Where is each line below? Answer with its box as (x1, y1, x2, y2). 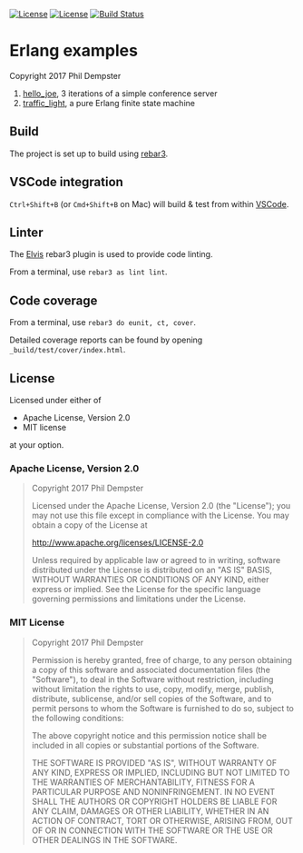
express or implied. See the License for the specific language (31, 584, 261, 595)
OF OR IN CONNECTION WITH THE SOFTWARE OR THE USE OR (31, 825, 273, 836)
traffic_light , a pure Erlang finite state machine (22, 97, 195, 108)
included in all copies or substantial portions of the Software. (31, 739, 259, 750)
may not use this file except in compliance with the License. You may (31, 510, 290, 521)
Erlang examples (9, 41, 139, 61)
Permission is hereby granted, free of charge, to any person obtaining (31, 654, 293, 665)
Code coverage (9, 293, 98, 308)
